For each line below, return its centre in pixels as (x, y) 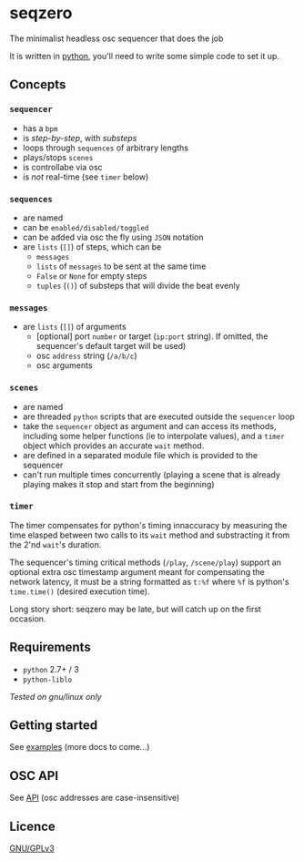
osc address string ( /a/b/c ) (87, 356)
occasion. (28, 619)
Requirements (50, 647)
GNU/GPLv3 (32, 848)
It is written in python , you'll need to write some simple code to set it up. (145, 56)
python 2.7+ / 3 (51, 669)
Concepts (38, 85)
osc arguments (64, 365)
